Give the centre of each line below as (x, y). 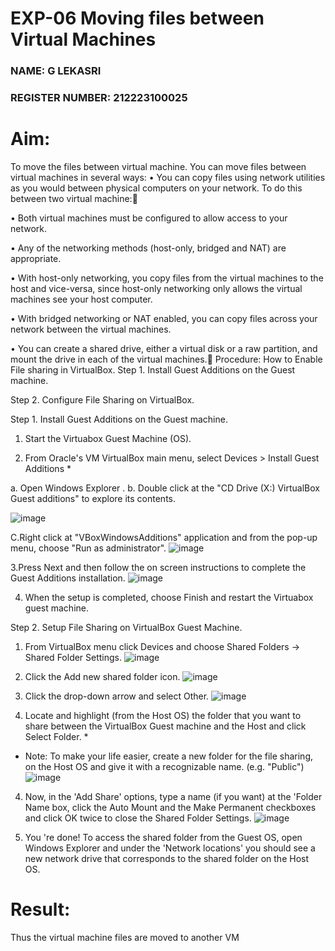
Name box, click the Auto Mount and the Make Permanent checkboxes (170, 807)
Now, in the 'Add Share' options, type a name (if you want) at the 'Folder (173, 796)
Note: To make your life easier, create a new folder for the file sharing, (169, 756)
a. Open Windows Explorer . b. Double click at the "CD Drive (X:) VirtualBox (165, 488)
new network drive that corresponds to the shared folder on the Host (167, 858)
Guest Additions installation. (68, 578)
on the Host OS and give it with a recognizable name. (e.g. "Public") (164, 766)
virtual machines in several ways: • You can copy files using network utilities (168, 177)
